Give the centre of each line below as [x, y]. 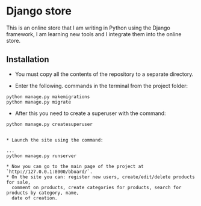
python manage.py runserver [42, 156]
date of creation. [35, 198]
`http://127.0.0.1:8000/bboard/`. [50, 172]
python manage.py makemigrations [48, 97]
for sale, [19, 182]
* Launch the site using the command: [55, 140]
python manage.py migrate [39, 102]
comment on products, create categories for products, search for [97, 187]
